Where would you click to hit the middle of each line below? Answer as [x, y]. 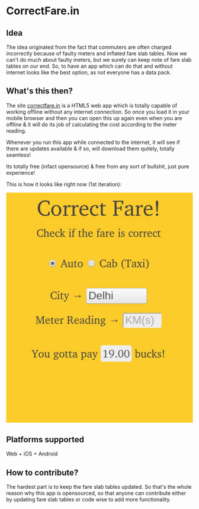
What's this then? [39, 91]
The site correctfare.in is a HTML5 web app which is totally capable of [92, 105]
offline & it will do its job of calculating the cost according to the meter [92, 124]
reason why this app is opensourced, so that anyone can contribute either [96, 493]
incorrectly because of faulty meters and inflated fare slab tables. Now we [97, 54]
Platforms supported [45, 439]
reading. [16, 131]
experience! [21, 172]
